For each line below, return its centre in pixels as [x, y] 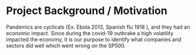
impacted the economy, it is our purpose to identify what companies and [94, 39]
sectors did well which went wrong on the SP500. [66, 46]
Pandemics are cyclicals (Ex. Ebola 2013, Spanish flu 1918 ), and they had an [98, 27]
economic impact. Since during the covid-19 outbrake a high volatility [90, 33]
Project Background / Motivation [87, 11]
